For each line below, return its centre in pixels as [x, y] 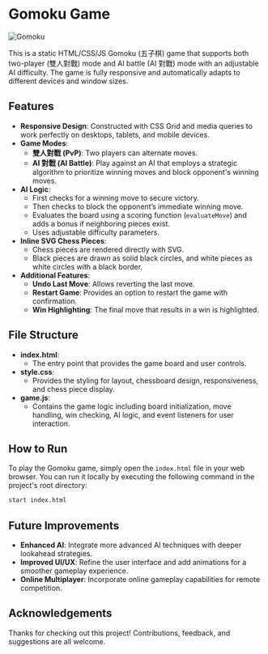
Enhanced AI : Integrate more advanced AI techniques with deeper [131, 545]
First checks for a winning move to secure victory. [116, 197]
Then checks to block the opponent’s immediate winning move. [138, 206]
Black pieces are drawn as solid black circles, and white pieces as [142, 258]
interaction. [51, 423]
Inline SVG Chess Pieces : [63, 240]
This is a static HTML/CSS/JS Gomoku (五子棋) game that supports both [129, 53]
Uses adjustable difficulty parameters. [96, 232]
